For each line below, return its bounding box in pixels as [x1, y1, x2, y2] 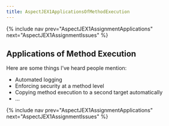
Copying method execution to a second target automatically [14, 89, 163, 96]
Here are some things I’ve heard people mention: [6, 64, 127, 72]
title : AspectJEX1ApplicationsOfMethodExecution [6, 8, 130, 15]
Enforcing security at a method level [14, 82, 104, 90]
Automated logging [14, 76, 63, 84]
